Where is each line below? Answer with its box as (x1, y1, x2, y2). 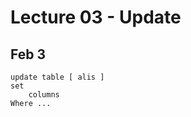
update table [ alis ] (10, 72, 105, 82)
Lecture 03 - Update (10, 6, 182, 29)
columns (28, 90, 60, 100)
